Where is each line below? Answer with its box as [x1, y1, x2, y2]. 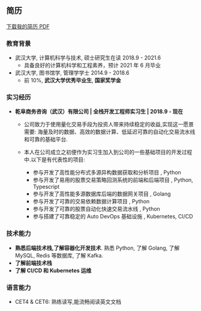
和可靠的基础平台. [23, 136, 68, 143]
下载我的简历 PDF [6, 23, 50, 30]
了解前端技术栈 [14, 259, 52, 266]
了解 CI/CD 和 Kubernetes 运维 [14, 266, 92, 274]
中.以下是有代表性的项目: [23, 156, 85, 164]
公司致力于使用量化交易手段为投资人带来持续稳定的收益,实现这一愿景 [23, 121, 194, 128]
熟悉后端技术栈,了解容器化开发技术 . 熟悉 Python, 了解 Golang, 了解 [14, 244, 180, 251]
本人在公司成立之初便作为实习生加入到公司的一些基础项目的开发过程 [23, 149, 193, 156]
